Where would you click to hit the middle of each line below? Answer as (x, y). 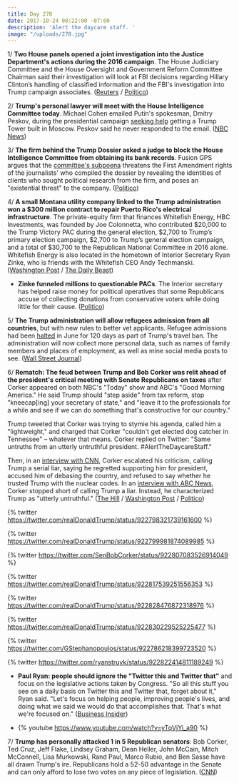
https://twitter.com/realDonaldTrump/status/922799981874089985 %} (111, 541)
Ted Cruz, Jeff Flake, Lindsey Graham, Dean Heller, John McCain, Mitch (113, 749)
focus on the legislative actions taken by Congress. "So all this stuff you (123, 684)
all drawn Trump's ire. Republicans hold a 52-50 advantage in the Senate (115, 764)
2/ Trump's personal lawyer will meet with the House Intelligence (106, 106)
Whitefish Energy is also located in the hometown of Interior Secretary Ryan (119, 255)
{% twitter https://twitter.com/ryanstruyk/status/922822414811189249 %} (116, 662)
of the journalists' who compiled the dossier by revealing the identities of (115, 173)
